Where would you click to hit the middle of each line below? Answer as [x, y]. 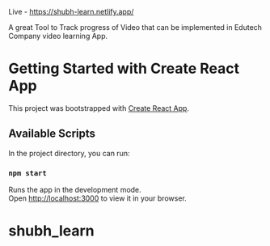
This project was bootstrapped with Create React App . [99, 108]
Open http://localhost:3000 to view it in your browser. [98, 198]
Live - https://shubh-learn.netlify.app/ [71, 12]
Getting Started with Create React [124, 69]
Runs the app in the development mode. [75, 190]
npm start [27, 173]
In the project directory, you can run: [69, 153]
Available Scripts [52, 134]
